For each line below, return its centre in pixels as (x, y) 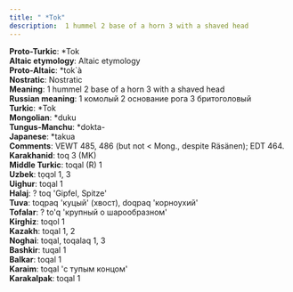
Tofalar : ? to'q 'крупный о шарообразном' (88, 212)
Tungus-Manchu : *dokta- (57, 126)
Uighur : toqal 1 (37, 183)
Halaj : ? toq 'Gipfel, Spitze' (58, 193)
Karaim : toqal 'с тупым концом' (69, 269)
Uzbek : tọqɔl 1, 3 (40, 174)
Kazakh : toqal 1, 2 (42, 231)
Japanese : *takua (42, 136)
